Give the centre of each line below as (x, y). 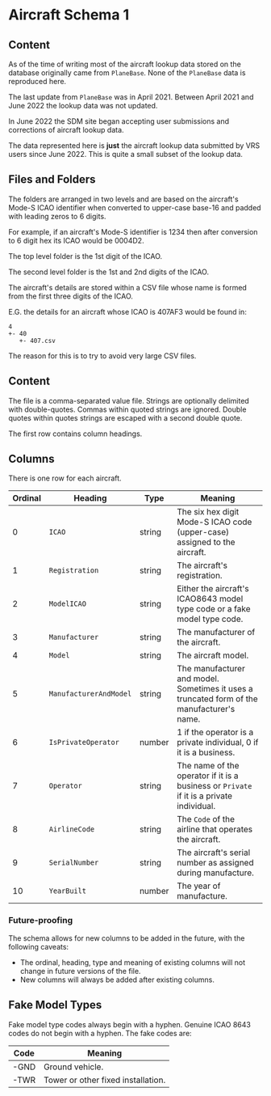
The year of (199, 886)
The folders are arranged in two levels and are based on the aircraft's (124, 199)
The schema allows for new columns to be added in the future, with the (127, 938)
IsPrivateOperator (84, 743)
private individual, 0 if (218, 743)
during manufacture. (215, 873)
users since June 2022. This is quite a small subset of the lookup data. (126, 154)
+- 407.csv (38, 341)
